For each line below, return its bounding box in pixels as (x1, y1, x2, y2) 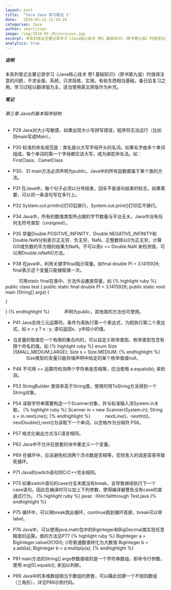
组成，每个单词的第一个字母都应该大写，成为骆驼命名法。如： (12, 151, 142, 157)
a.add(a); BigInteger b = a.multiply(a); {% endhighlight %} (12, 545, 134, 551)
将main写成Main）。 (12, 133, 53, 140)
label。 (12, 516, 28, 522)
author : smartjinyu (5, 27, 47, 32)
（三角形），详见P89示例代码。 (12, 579, 77, 585)
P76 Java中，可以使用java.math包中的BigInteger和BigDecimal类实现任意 (12, 527, 165, 533)
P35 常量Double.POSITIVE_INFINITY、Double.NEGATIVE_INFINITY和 (12, 231, 157, 237)
